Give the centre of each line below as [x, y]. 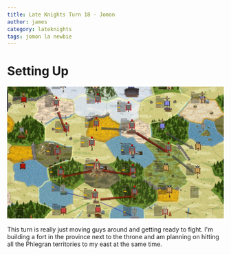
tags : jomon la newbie [40, 37]
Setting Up [38, 71]
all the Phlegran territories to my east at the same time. [85, 244]
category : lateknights [40, 29]
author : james [27, 22]
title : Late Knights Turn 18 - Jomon [61, 14]
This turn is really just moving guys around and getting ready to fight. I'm [110, 229]
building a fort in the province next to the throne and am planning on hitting [113, 236]
